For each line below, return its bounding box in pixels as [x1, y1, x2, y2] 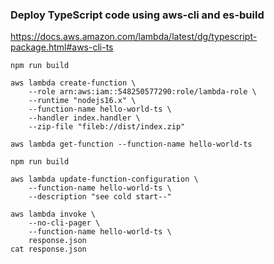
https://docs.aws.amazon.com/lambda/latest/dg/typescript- [10, 31, 258, 43]
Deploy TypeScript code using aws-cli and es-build [10, 8, 265, 22]
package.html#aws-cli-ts [10, 41, 114, 53]
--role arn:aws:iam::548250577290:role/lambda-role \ [28, 87, 257, 97]
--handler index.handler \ [28, 113, 141, 123]
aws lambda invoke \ [10, 209, 97, 220]
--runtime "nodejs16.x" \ [28, 96, 137, 106]
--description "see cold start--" [28, 192, 172, 202]
